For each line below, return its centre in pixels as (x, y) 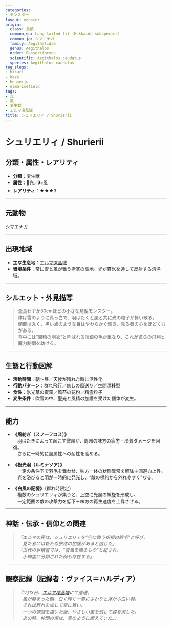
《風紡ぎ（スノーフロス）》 (41, 434)
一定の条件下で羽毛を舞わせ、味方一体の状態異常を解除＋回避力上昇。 (91, 471)
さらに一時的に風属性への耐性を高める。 (60, 453)
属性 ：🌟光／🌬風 (30, 182)
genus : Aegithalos (30, 48)
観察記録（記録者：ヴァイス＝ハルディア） (72, 579)
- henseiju (17, 82)
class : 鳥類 (22, 29)
